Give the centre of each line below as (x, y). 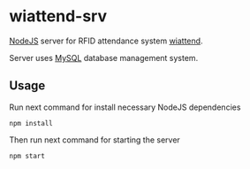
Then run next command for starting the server (95, 140)
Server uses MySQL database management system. (104, 58)
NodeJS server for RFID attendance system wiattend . (106, 41)
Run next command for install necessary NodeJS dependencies (125, 107)
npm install (31, 123)
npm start (27, 156)
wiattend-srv (58, 16)
